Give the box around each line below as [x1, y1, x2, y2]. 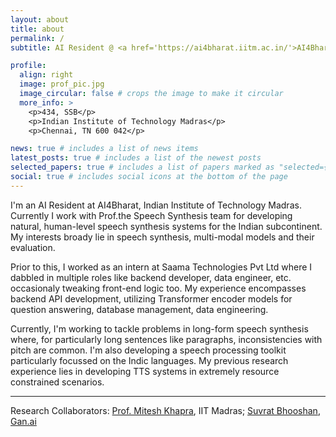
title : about [10, 24, 65, 34]
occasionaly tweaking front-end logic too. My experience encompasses [10, 282, 307, 294]
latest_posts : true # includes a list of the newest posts [10, 153, 262, 163]
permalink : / [10, 33, 65, 43]
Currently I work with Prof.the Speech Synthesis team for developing [10, 209, 293, 221]
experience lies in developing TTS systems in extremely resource [10, 365, 280, 377]
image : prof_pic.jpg [19, 79, 105, 90]
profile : [10, 61, 47, 71]
